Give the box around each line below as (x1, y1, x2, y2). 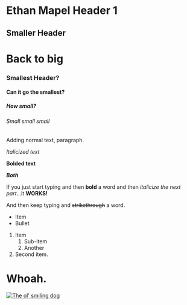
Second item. (14, 251, 48, 258)
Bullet (14, 219, 30, 227)
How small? (6, 102, 36, 110)
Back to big (6, 52, 63, 65)
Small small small (6, 117, 50, 125)
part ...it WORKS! (6, 189, 48, 197)
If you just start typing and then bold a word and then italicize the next (6, 183, 181, 191)
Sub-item (24, 237, 48, 245)
